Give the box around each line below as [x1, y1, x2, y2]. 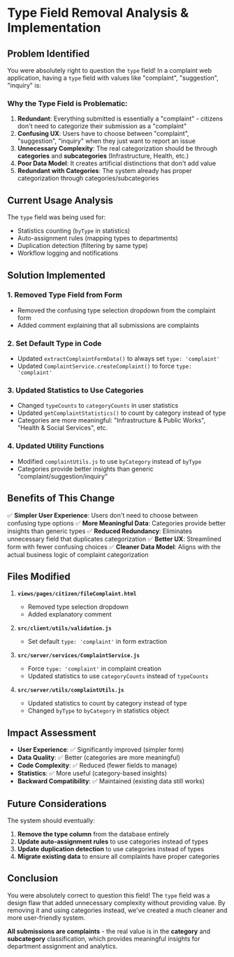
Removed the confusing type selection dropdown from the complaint [17, 306, 216, 315]
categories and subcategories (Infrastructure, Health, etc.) [17, 152, 189, 160]
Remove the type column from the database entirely [17, 829, 170, 838]
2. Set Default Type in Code [7, 338, 102, 348]
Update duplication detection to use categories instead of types [17, 844, 205, 853]
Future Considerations [7, 797, 107, 810]
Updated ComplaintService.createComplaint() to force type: [17, 362, 192, 371]
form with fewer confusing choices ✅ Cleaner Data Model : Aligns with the [7, 542, 221, 551]
